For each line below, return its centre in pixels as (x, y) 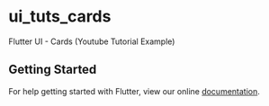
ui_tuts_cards (60, 17)
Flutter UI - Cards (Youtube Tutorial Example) (92, 41)
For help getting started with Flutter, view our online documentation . (134, 91)
